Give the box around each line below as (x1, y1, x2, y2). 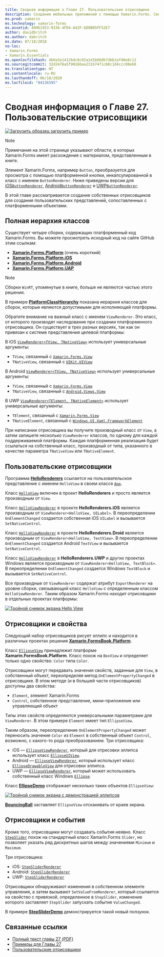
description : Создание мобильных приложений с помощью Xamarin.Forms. (5, 12, 152, 17)
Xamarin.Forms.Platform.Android (12, 260, 82, 266)
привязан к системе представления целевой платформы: (5, 329, 125, 335)
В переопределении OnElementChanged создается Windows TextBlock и (5, 565, 150, 572)
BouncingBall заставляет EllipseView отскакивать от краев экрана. (5, 802, 145, 807)
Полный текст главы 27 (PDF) (12, 936, 74, 942)
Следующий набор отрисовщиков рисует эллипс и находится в (5, 633, 138, 638)
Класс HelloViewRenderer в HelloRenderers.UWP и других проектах (5, 555, 145, 561)
